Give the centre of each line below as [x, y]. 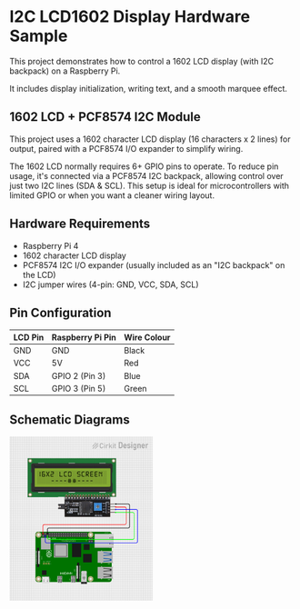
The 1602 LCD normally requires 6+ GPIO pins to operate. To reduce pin [144, 166]
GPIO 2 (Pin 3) [79, 375]
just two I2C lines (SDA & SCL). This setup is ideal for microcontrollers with [149, 185]
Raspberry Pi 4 [50, 245]
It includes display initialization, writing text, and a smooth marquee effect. [149, 88]
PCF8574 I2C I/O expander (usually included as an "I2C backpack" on [154, 265]
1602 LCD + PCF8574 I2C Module [105, 117]
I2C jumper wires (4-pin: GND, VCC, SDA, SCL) [110, 285]
